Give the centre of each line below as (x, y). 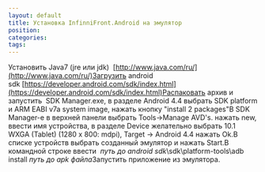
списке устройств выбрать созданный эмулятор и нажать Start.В (119, 143)
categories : (28, 37)
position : (25, 30)
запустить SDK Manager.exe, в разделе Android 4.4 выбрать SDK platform (133, 101)
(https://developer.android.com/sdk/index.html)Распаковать (107, 92)
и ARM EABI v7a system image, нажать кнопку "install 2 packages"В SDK (129, 109)
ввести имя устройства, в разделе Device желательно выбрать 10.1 (122, 126)
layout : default (35, 15)
